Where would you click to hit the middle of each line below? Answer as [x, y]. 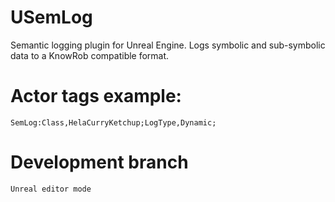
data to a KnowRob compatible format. [90, 55]
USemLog [51, 17]
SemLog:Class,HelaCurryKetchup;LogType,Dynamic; [113, 122]
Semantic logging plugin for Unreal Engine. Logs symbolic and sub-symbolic [168, 45]
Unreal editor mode [51, 189]
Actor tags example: [96, 96]
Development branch [99, 162]
